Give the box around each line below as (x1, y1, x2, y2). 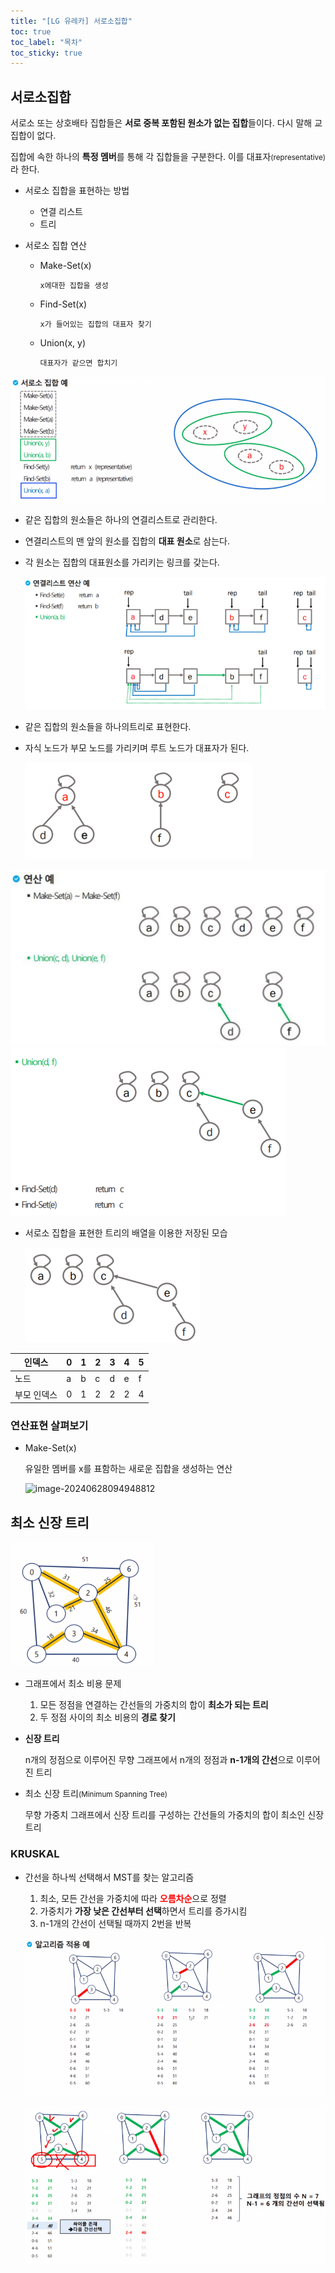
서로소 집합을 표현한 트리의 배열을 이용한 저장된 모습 (24, 1226, 228, 1239)
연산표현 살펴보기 (10, 1419, 89, 1433)
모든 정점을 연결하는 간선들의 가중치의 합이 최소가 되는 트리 (39, 1699, 269, 1711)
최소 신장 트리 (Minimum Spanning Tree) (24, 1788, 168, 1800)
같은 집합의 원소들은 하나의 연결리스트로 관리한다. (24, 513, 218, 525)
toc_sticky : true (10, 48, 83, 58)
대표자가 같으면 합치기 (39, 358, 118, 369)
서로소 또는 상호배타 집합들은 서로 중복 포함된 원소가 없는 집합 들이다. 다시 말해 (10, 117, 313, 129)
